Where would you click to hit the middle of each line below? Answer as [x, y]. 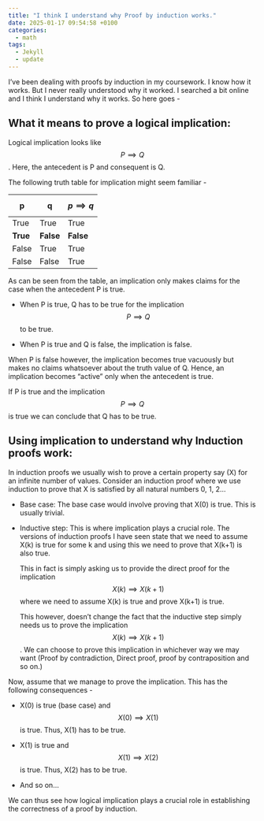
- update [30, 60]
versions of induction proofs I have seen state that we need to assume [134, 536]
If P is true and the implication [56, 392]
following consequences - [50, 689]
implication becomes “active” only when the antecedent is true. [111, 376]
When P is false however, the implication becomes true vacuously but [121, 359]
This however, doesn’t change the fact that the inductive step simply [130, 616]
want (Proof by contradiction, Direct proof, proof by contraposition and [134, 658]
